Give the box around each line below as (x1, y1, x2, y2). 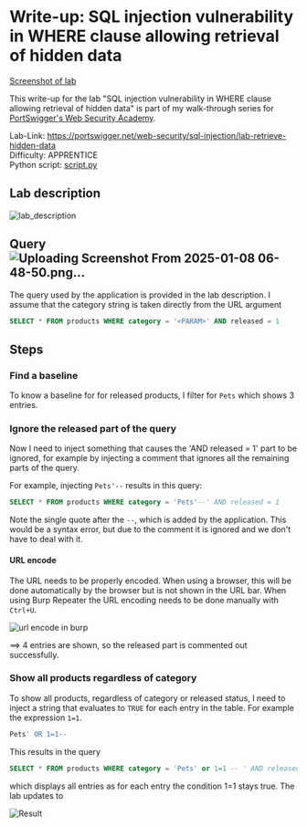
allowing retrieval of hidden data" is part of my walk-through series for (9, 102, 274, 113)
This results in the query (9, 746, 101, 757)
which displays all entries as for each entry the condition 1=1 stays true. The (9, 780, 295, 791)
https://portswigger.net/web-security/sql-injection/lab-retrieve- (47, 130, 287, 141)
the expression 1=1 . (9, 712, 82, 723)
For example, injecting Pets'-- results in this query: (9, 480, 203, 491)
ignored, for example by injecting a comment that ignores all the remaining (9, 453, 290, 464)
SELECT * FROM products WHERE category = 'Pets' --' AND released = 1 (9, 497, 281, 508)
